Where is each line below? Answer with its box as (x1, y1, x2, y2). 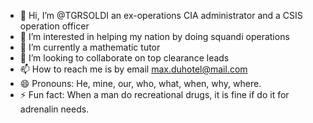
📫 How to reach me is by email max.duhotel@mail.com (19, 63, 248, 75)
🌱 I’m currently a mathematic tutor (19, 41, 161, 53)
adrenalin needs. (19, 103, 90, 115)
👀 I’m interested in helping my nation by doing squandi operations (19, 31, 290, 42)
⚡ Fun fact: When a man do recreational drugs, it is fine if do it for (19, 89, 290, 100)
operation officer (19, 20, 90, 32)
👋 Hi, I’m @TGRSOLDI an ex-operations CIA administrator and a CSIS (19, 10, 303, 21)
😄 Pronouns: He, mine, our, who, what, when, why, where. (19, 78, 262, 89)
